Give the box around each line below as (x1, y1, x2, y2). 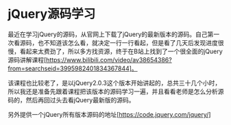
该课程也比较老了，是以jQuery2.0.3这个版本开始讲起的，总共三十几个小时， (8, 79, 221, 87)
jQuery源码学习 (8, 6, 96, 22)
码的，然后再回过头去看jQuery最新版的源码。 (8, 96, 135, 104)
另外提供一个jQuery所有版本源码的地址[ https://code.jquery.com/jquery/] (8, 110, 211, 118)
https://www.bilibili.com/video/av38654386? (46, 55, 172, 64)
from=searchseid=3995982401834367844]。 (8, 64, 138, 72)
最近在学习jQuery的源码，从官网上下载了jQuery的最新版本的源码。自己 (8, 30, 208, 38)
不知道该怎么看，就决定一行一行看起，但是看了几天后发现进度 (43, 38, 218, 46)
